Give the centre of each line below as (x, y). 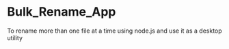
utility (15, 37)
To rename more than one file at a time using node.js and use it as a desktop (114, 31)
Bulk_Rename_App (62, 12)
